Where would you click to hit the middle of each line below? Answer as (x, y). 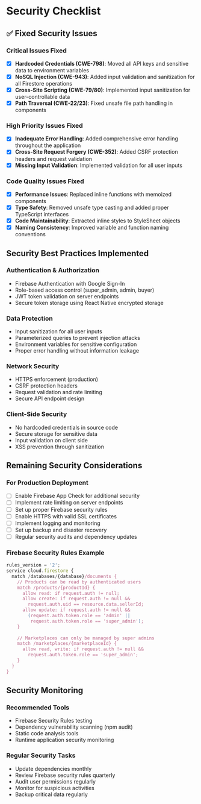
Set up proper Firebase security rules (61, 509)
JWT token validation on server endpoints (67, 296)
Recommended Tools (38, 708)
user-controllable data (42, 97)
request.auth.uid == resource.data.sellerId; (86, 605)
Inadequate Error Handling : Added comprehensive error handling (97, 139)
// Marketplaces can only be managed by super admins (86, 638)
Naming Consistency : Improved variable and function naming (92, 228)
